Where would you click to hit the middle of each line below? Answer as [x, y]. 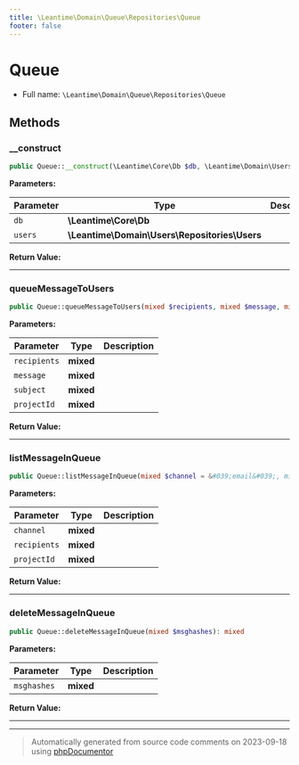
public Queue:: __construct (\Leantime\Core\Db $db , [105, 167]
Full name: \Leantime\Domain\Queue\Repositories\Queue [124, 95]
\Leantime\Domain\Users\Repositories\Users [165, 235]
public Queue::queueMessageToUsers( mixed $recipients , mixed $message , [145, 307]
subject [30, 390]
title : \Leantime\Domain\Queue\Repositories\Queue [105, 17]
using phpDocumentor [72, 751]
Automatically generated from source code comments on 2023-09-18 [159, 742]
